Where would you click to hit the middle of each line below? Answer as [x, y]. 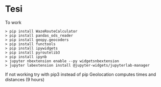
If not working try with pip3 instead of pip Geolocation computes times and [81, 74]
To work [13, 22]
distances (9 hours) [25, 79]
